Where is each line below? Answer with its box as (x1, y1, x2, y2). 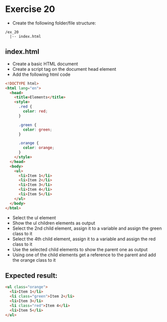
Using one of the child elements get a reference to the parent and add (12, 252, 156, 258)
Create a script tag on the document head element (12, 66, 116, 72)
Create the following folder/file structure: (12, 20, 96, 26)
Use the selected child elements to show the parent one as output (12, 246, 148, 252)
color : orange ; (23, 146, 55, 151)
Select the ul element (12, 214, 56, 220)
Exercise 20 (5, 3, 55, 15)
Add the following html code (12, 71, 71, 77)
